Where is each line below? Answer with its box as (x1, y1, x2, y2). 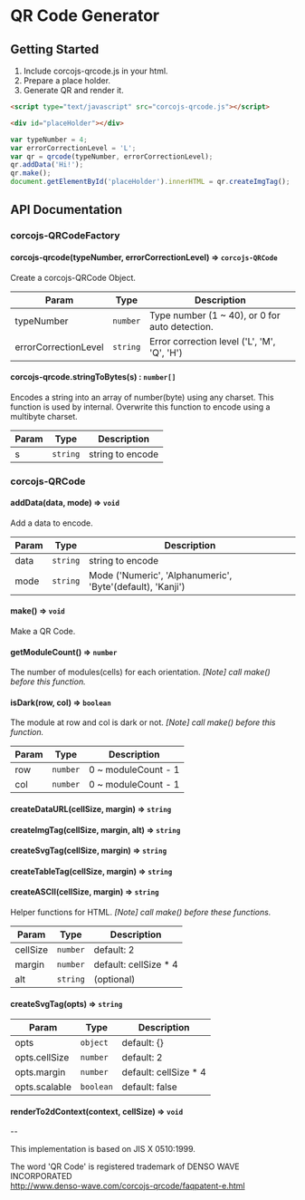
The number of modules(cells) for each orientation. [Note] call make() (10, 667, 271, 678)
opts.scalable (14, 1080, 71, 1093)
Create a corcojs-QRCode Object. (10, 272, 137, 283)
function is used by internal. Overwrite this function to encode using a (10, 401, 271, 412)
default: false (121, 1080, 177, 1093)
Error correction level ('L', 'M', (148, 334, 276, 347)
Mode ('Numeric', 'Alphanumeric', (88, 568, 233, 581)
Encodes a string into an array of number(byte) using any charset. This (10, 392, 274, 402)
